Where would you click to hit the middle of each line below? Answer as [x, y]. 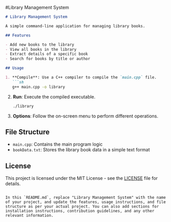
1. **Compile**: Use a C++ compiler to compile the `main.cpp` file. [81, 77]
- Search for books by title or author [48, 59]
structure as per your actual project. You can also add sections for [82, 207]
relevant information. [29, 216]
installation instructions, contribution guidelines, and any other [80, 211]
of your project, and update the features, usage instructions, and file [86, 202]
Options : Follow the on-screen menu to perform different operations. [85, 116]
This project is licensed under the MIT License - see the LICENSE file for [81, 178]
